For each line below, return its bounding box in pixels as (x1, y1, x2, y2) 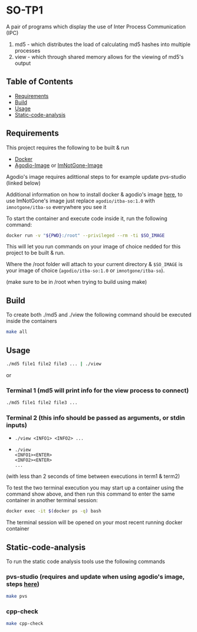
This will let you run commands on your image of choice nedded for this (6, 243, 181, 250)
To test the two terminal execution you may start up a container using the (6, 484, 184, 492)
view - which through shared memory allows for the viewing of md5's (14, 53, 184, 60)
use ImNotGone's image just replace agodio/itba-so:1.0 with (6, 197, 155, 204)
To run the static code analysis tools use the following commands (6, 558, 165, 565)
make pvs (6, 594, 28, 600)
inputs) (6, 421, 28, 429)
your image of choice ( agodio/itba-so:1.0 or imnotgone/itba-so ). (6, 267, 165, 274)
